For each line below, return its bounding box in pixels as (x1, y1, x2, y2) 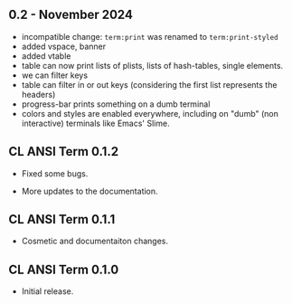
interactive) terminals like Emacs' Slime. (21, 118, 170, 128)
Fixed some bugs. (21, 167, 89, 179)
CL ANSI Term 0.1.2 (8, 144, 119, 159)
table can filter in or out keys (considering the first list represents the (21, 79, 278, 90)
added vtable (21, 50, 71, 62)
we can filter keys (21, 70, 88, 81)
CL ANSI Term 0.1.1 (8, 212, 116, 227)
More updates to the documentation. (21, 185, 159, 196)
